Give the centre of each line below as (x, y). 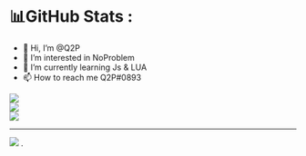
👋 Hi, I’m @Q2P (51, 48)
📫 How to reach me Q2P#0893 (82, 77)
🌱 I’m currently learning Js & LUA (85, 67)
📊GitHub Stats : (71, 17)
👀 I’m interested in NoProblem (78, 57)
